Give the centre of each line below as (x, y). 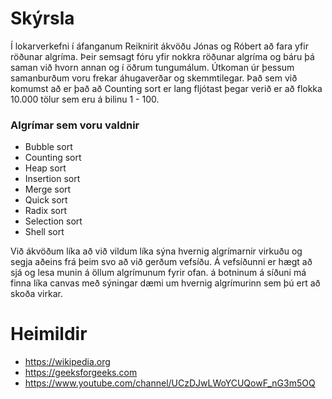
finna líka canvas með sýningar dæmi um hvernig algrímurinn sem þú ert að (165, 283)
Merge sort (48, 189)
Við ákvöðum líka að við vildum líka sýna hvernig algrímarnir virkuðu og (156, 251)
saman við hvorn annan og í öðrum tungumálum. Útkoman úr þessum (152, 67)
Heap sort (45, 168)
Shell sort (44, 232)
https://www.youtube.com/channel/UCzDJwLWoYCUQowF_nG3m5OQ (170, 383)
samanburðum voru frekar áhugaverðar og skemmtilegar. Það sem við (154, 78)
